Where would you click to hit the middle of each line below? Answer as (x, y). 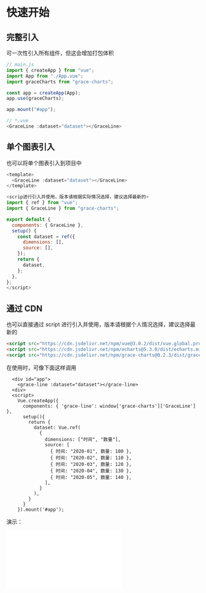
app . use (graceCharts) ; (35, 99)
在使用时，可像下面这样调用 (41, 367)
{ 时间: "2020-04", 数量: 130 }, (91, 471)
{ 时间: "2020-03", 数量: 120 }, (91, 464)
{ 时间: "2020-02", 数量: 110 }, (91, 457)
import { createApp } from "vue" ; (51, 70)
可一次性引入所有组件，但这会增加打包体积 (60, 53)
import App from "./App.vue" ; (45, 76)
